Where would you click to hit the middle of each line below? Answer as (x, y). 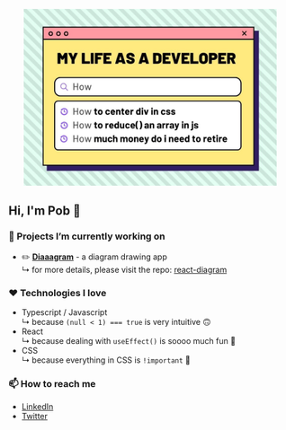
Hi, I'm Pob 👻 (45, 211)
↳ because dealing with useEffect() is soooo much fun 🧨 (128, 340)
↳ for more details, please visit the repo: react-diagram (124, 269)
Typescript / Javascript (64, 312)
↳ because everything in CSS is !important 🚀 (106, 360)
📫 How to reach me (52, 383)
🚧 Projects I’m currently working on (87, 236)
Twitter (35, 417)
